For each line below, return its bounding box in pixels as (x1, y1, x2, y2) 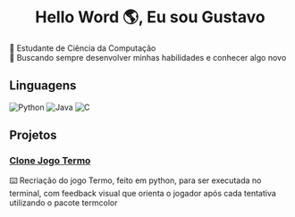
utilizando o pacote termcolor (9, 197, 118, 208)
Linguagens (9, 78, 77, 94)
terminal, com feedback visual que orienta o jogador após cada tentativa (9, 188, 277, 199)
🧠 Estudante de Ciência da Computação (9, 42, 156, 54)
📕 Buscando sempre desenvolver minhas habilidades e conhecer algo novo (9, 52, 287, 63)
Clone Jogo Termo (9, 154, 91, 167)
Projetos (9, 128, 57, 143)
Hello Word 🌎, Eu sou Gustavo (35, 7, 265, 28)
